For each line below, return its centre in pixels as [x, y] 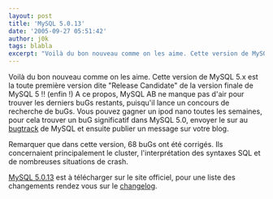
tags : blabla [30, 46]
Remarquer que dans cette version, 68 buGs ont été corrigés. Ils [116, 144]
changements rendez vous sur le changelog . [83, 186]
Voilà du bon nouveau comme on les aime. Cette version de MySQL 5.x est [133, 77]
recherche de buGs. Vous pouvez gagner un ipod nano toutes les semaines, [135, 111]
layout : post [30, 16]
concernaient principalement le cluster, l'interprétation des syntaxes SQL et [135, 153]
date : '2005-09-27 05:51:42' [58, 31]
